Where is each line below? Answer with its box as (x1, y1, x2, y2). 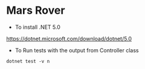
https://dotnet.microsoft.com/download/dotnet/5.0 (6, 35, 132, 42)
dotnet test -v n (6, 58, 50, 64)
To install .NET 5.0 (14, 23, 60, 31)
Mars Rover (6, 4, 65, 17)
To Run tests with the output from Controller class (14, 46, 139, 54)
